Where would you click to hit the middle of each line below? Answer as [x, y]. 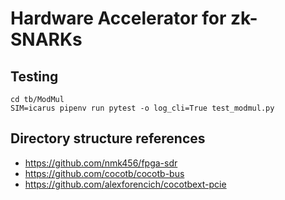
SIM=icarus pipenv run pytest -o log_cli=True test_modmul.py [142, 108]
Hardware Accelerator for [118, 18]
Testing [34, 76]
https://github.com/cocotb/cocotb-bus [104, 173]
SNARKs [46, 39]
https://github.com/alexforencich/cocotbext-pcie [125, 184]
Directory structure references [108, 138]
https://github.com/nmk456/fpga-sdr [101, 163]
